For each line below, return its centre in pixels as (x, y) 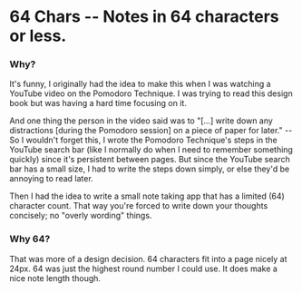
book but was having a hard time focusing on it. (98, 103)
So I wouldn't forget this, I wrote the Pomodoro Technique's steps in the (144, 140)
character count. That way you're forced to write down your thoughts (139, 206)
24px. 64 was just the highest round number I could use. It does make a (144, 269)
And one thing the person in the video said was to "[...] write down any (141, 121)
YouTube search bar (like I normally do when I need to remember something (151, 150)
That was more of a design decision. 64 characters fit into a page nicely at (148, 259)
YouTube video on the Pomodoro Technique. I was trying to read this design (151, 93)
